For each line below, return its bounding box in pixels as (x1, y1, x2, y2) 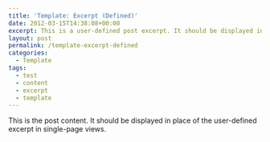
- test (15, 71, 38, 79)
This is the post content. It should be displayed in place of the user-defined (8, 116, 257, 125)
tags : (8, 64, 27, 72)
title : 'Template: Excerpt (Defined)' (8, 11, 138, 20)
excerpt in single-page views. (8, 124, 107, 134)
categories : (8, 49, 48, 57)
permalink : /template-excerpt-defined (8, 42, 138, 50)
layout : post (8, 34, 52, 43)
